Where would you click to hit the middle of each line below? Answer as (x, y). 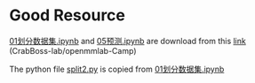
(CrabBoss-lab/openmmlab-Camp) (73, 50)
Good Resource (68, 15)
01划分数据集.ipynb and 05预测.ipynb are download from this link (127, 41)
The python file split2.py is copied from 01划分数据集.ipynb (117, 69)
